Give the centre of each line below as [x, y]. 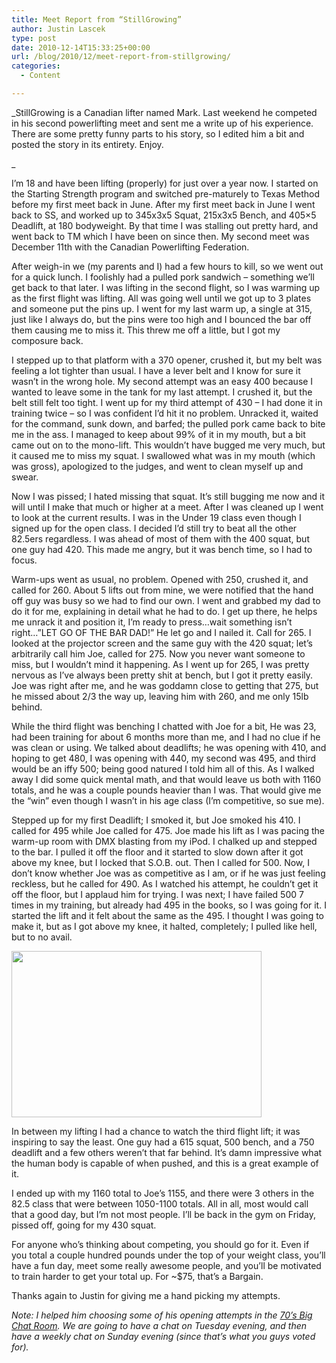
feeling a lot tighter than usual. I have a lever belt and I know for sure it [156, 370]
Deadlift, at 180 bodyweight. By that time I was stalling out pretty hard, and [165, 225]
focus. [24, 560]
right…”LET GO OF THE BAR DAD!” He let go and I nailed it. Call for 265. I [161, 632]
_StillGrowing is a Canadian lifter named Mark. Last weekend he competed [164, 112]
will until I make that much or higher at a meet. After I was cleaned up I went [167, 507]
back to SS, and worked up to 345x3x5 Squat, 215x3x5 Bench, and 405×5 [164, 215]
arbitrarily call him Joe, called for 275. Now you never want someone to [158, 653]
